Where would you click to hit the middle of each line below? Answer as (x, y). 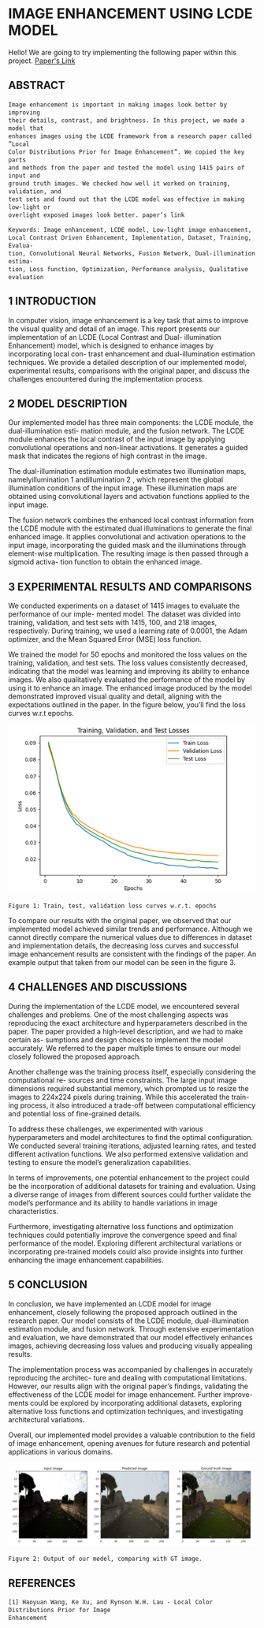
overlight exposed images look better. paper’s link (97, 215)
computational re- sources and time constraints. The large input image (123, 1080)
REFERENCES (42, 1583)
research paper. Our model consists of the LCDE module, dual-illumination (129, 1321)
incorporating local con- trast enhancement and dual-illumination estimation (132, 354)
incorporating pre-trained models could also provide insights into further (126, 1251)
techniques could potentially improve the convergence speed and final (123, 1235)
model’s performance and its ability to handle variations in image (113, 1202)
